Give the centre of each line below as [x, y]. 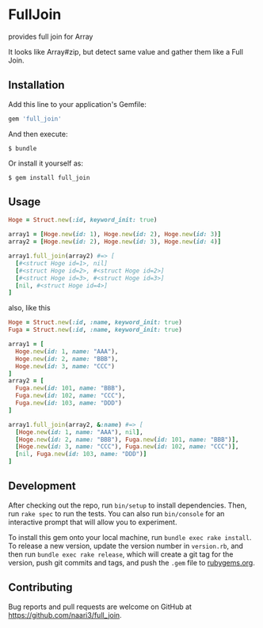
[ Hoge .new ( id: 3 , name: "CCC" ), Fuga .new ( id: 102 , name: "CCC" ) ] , [127, 447]
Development [42, 486]
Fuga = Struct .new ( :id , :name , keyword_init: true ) [95, 330]
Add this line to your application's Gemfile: [77, 104]
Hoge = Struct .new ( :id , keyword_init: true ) [83, 220]
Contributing [40, 588]
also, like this [29, 308]
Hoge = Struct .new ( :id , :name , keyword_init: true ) [95, 322]
